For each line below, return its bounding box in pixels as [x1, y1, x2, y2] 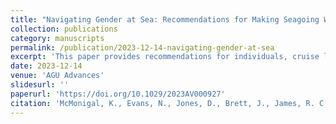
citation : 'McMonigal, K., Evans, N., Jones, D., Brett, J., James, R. [10, 98, 315, 108]
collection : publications [10, 24, 118, 34]
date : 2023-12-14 [10, 61, 83, 71]
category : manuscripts [10, 33, 105, 43]
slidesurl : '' [10, 80, 70, 90]
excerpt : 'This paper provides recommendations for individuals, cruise [10, 52, 320, 62]
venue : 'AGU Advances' [10, 71, 105, 81]
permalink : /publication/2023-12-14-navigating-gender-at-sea [10, 42, 275, 53]
